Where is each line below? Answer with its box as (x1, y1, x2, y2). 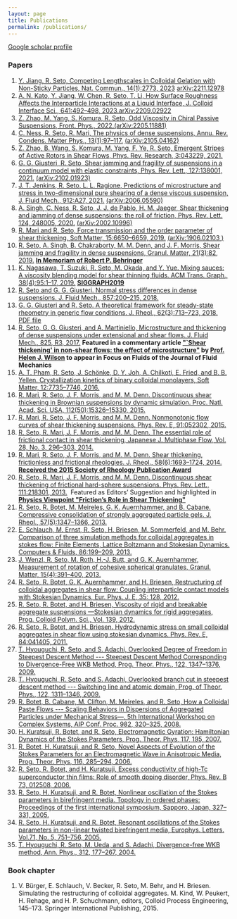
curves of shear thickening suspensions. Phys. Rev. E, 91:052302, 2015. (18, 420, 226, 429)
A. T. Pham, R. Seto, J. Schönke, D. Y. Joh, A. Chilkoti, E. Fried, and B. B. (18, 368, 227, 377)
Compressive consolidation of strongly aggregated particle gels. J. (18, 510, 212, 518)
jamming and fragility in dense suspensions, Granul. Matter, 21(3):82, (18, 248, 219, 257)
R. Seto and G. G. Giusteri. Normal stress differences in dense (18, 286, 198, 294)
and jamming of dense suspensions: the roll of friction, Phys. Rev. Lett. (18, 211, 223, 219)
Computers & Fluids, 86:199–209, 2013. (18, 547, 132, 556)
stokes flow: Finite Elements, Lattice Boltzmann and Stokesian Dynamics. (18, 540, 230, 549)
